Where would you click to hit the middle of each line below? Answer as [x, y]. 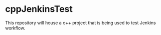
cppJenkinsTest [39, 9]
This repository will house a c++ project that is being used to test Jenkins [80, 23]
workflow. [15, 28]
